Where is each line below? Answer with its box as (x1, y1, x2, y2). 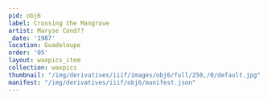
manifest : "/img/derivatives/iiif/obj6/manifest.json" (8, 78, 196, 86)
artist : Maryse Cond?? (8, 26, 85, 34)
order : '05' (8, 49, 48, 57)
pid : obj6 (8, 11, 42, 20)
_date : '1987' (8, 34, 56, 42)
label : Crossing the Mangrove (8, 19, 110, 27)
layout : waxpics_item (8, 57, 81, 65)
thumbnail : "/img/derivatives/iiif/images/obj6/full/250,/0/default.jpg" (8, 71, 262, 79)
